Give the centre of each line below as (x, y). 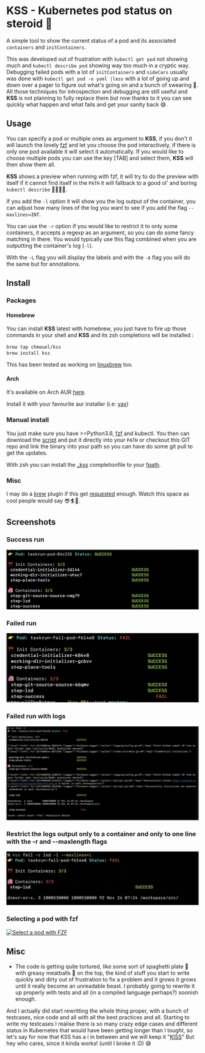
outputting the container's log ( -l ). (50, 245)
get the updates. (27, 453)
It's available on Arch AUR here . (46, 392)
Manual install (28, 420)
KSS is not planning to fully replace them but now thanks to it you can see (99, 98)
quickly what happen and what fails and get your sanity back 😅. (87, 104)
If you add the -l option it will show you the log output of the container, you (101, 201)
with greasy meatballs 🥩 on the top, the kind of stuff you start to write (103, 973)
